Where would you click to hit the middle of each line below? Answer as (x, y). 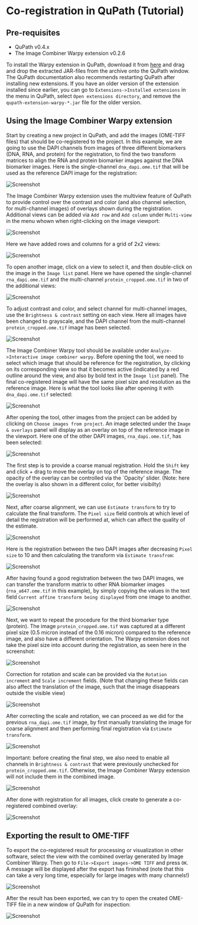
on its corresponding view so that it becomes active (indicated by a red (92, 369)
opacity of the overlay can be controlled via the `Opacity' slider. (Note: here (98, 478)
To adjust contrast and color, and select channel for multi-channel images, (97, 308)
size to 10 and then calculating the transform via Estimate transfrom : (90, 555)
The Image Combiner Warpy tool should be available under (78, 350)
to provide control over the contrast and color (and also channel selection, (96, 202)
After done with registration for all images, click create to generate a (89, 799)
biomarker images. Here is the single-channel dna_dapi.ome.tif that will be (98, 166)
